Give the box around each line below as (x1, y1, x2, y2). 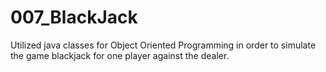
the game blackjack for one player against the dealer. (10, 49, 230, 61)
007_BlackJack (10, 6, 138, 29)
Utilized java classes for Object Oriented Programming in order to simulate (10, 39, 317, 51)
